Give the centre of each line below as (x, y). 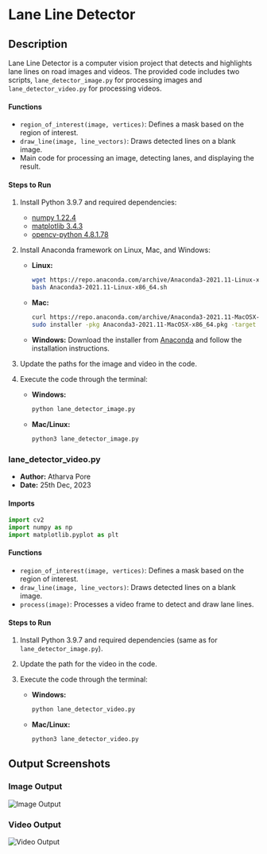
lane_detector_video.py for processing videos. (85, 88)
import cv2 (26, 520)
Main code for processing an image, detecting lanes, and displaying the (137, 158)
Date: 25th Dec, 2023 (55, 485)
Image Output (35, 786)
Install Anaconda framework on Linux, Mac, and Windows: (115, 250)
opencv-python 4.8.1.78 (70, 235)
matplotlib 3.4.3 (57, 226)
